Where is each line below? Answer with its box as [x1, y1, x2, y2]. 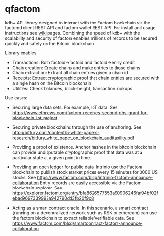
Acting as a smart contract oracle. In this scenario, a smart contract [12, 205, 148, 211]
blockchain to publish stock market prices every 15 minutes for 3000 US [12, 169, 158, 175]
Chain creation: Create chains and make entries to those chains [12, 65, 141, 71]
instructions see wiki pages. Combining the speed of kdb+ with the [5, 30, 141, 36]
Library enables [5, 50, 37, 56]
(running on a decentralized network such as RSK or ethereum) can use [12, 210, 157, 216]
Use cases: [5, 94, 28, 101]
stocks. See [12, 174, 36, 180]
